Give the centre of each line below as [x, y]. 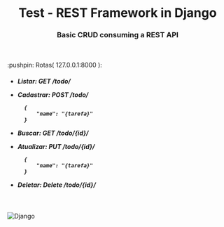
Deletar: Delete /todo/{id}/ [57, 185]
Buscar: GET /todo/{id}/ [53, 133]
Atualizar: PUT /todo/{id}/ [56, 147]
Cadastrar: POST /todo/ [53, 95]
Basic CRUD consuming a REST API [118, 35]
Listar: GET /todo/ [44, 82]
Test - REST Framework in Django [118, 13]
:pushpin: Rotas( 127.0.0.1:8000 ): [55, 65]
